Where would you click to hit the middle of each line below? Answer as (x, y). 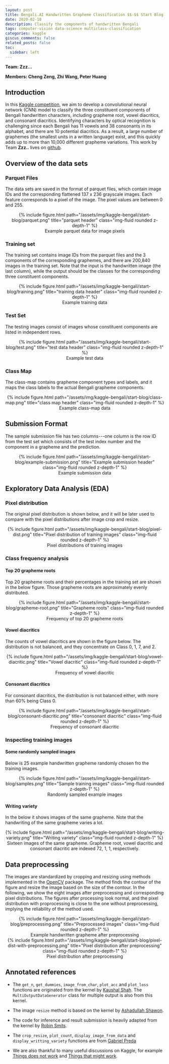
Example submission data (85, 473)
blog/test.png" (21, 347)
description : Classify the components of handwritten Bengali (72, 24)
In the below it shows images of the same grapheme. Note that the (74, 817)
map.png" (16, 402)
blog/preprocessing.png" (36, 924)
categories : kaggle (26, 33)
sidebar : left (24, 52)
